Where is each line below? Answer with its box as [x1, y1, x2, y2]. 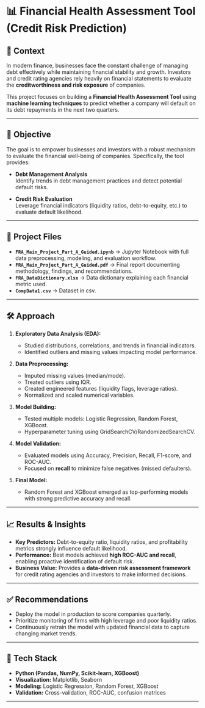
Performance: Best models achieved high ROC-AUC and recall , [15, 551, 177, 558]
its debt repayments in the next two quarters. [6, 106, 120, 113]
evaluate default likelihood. [15, 208, 84, 215]
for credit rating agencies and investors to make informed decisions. [15, 571, 187, 578]
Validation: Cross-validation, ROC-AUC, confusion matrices [15, 688, 166, 696]
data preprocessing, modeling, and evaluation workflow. [15, 254, 157, 262]
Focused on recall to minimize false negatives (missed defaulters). [24, 464, 192, 472]
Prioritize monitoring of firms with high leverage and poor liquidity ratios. [15, 617, 198, 624]
